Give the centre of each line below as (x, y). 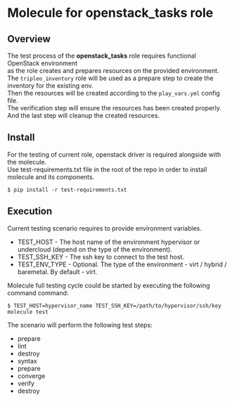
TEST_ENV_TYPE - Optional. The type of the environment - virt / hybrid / (122, 264)
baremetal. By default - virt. (57, 271)
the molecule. (27, 162)
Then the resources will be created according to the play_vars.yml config (113, 93)
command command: (38, 292)
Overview (29, 39)
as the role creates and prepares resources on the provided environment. (113, 71)
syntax (27, 361)
